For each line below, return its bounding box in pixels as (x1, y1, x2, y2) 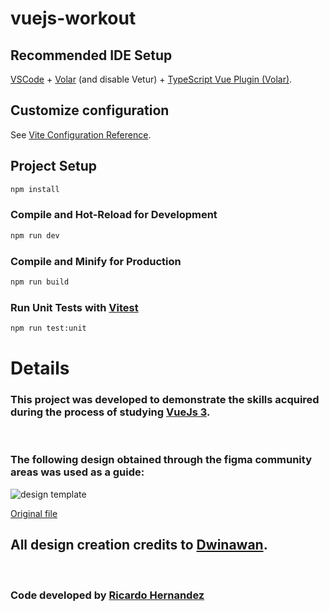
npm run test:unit (10, 323, 87, 334)
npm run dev (10, 230, 60, 241)
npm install (10, 184, 60, 194)
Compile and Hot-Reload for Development (10, 208, 218, 222)
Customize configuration (10, 102, 170, 119)
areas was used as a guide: (10, 465, 145, 479)
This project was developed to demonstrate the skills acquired (10, 393, 320, 407)
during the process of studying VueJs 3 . (10, 405, 211, 419)
